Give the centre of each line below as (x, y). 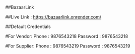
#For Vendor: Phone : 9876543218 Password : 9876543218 (67, 36)
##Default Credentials (28, 26)
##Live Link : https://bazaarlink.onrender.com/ (53, 17)
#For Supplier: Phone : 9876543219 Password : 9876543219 (68, 46)
